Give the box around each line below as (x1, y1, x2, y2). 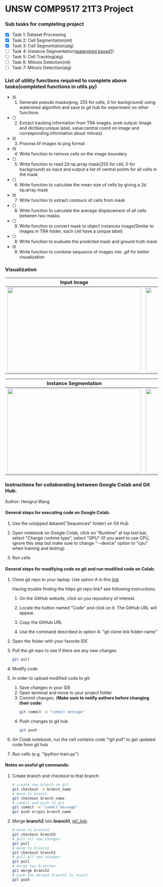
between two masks (19, 213, 60, 219)
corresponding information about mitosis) (19, 130, 103, 136)
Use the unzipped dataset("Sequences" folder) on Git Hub (12, 520, 129, 526)
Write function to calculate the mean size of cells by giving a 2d (19, 182, 147, 188)
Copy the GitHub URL (19, 619, 63, 625)
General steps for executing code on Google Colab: (5, 510, 110, 516)
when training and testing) (12, 545, 65, 552)
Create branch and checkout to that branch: (12, 773, 100, 779)
